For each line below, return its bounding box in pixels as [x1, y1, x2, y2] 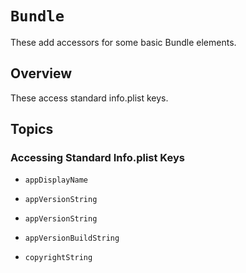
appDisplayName [24, 175, 89, 186]
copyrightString [24, 253, 93, 263]
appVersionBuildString [24, 233, 120, 244]
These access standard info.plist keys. [10, 92, 169, 104]
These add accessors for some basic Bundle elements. [10, 36, 237, 48]
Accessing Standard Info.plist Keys [10, 151, 185, 165]
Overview [10, 65, 73, 82]
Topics [10, 121, 54, 138]
